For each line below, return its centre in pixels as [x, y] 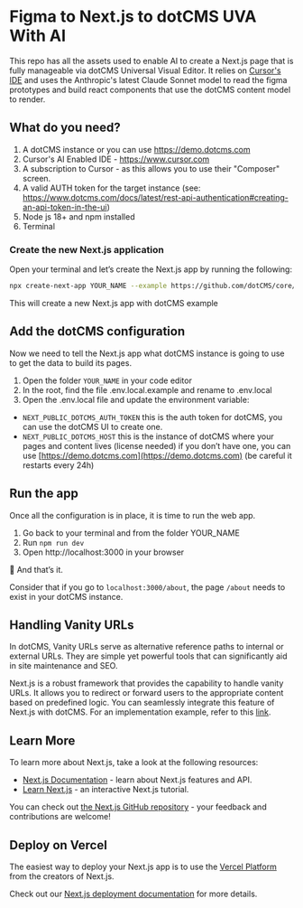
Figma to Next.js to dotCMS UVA [133, 17]
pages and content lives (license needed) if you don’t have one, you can [156, 445]
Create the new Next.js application [87, 249]
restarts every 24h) [58, 465]
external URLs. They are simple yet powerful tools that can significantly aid [148, 656]
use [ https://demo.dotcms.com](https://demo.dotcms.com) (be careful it [157, 455]
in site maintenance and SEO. [64, 666]
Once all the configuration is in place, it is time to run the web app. [133, 515]
